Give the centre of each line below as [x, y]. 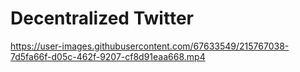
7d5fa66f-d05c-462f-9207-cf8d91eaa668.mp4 [108, 56]
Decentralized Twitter [102, 18]
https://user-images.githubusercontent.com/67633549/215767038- [150, 46]
